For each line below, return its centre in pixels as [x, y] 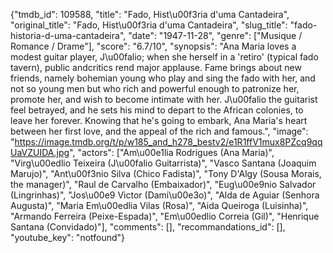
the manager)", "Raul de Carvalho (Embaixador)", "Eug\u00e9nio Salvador [163, 184]
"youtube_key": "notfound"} [68, 237]
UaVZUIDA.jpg [40, 152]
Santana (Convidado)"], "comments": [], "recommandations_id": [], [148, 227]
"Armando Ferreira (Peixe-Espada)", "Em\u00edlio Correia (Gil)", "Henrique [165, 216]
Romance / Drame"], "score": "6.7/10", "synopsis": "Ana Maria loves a [153, 46]
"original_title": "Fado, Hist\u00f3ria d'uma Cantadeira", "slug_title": [149, 25]
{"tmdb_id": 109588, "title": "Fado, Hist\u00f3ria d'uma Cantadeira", [150, 14]
